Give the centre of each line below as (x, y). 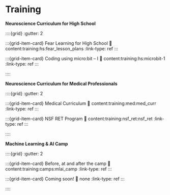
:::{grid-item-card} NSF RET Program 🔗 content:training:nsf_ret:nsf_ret (79, 119)
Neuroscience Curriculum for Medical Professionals (62, 83)
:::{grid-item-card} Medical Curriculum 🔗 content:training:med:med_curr (81, 103)
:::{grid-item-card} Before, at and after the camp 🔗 (58, 163)
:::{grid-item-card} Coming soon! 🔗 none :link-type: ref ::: (65, 179)
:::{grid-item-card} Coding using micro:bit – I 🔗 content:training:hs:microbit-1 (85, 58)
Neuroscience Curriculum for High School (50, 23)
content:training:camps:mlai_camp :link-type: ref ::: (59, 169)
